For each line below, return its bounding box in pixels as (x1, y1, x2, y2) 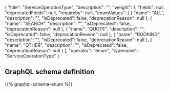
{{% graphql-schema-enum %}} (5, 81, 73, 87)
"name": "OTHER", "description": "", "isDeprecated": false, (5, 42, 128, 48)
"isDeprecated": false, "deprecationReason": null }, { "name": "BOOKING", (5, 32, 161, 37)
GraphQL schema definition (5, 68, 95, 76)
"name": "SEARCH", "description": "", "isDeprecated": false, (5, 20, 131, 26)
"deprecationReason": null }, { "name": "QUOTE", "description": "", (5, 26, 145, 32)
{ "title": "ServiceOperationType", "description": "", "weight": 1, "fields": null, (5, 5, 165, 10)
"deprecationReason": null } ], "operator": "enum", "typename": (5, 48, 138, 53)
